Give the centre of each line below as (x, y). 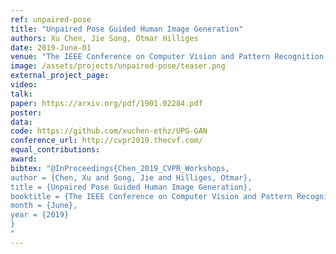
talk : (21, 94)
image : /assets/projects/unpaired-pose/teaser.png (118, 66)
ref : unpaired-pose (51, 19)
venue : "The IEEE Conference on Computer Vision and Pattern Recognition (167, 57)
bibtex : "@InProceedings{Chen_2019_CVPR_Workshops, (120, 168)
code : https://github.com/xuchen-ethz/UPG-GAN (109, 131)
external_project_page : (60, 76)
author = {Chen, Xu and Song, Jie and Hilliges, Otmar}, (131, 177)
